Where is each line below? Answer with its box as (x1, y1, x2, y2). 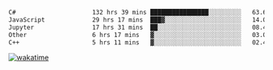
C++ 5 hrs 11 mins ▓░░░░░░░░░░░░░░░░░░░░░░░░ (8, 38, 242, 47)
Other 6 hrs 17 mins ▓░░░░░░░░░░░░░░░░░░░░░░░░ (8, 31, 242, 39)
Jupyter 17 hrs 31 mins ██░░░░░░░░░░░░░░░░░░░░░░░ (8, 23, 242, 31)
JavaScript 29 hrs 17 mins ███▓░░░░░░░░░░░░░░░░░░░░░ (8, 15, 242, 24)
